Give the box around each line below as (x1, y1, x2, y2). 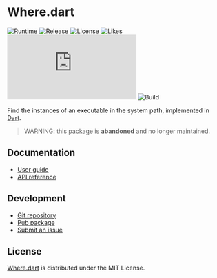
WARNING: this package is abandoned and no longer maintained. (23, 127, 211, 135)
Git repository (17, 211, 56, 219)
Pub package (17, 218, 55, 226)
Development (7, 192, 67, 204)
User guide (17, 165, 49, 173)
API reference (17, 172, 56, 181)
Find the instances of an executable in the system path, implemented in (7, 106, 210, 115)
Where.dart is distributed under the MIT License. (7, 264, 145, 272)
